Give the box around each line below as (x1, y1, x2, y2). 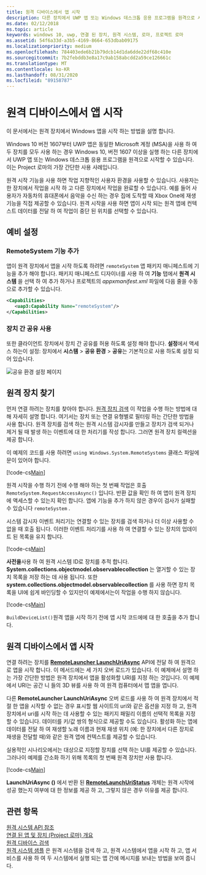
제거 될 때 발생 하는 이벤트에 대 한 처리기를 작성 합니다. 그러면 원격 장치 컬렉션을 (6, 428, 197, 436)
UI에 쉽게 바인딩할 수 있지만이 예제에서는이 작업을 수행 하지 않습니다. (17, 589, 182, 596)
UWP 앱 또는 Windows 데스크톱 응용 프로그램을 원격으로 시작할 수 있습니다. (12, 156, 194, 163)
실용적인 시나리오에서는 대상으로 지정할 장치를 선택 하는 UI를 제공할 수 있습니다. (6, 746, 197, 753)
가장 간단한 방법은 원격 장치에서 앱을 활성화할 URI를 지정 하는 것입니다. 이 (12, 674, 188, 681)
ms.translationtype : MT (6, 60, 67, 66)
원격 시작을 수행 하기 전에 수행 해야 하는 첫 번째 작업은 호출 (6, 482, 147, 489)
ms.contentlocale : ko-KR (6, 66, 70, 73)
